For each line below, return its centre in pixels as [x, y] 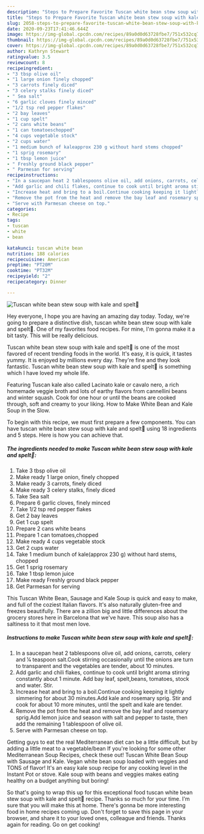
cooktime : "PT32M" [30, 271]
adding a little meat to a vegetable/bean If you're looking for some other [97, 748]
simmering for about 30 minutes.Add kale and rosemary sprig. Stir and [104, 698]
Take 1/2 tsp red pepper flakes [54, 509]
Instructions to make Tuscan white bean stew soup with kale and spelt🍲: [100, 638]
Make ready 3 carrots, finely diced [58, 483]
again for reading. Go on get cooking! [54, 824]
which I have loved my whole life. [48, 372]
